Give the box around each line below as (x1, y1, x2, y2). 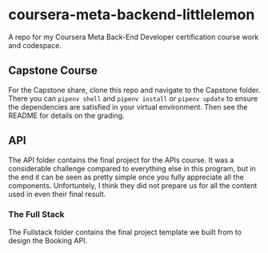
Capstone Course (8, 64, 98, 78)
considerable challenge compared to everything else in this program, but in (8, 163, 256, 173)
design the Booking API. (8, 235, 88, 245)
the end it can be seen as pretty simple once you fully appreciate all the (8, 172, 244, 182)
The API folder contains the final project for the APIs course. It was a (8, 155, 234, 165)
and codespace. (8, 40, 62, 50)
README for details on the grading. (8, 110, 126, 120)
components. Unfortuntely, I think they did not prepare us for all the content (8, 180, 258, 190)
